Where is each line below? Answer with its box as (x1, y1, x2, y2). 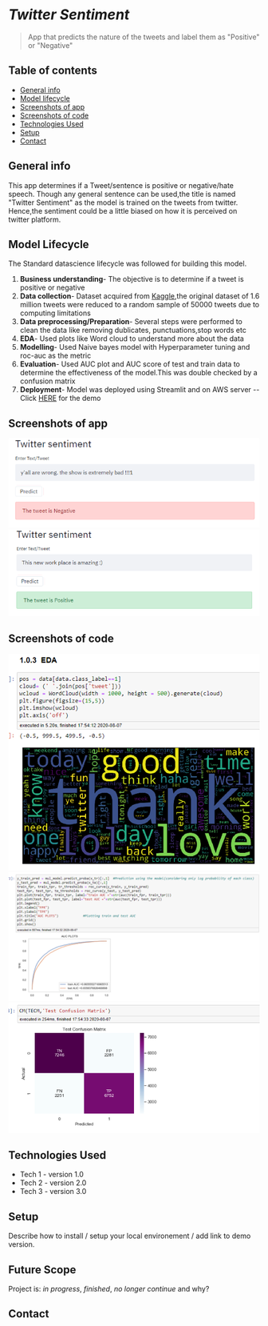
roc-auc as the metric (19, 351, 92, 361)
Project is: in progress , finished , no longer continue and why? (8, 1284, 210, 1294)
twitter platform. (8, 214, 61, 224)
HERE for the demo (38, 394, 101, 403)
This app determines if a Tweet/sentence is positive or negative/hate (8, 180, 234, 190)
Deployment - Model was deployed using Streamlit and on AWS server (19, 385, 251, 395)
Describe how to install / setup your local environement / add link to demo (8, 1231, 251, 1241)
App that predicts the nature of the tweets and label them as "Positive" (27, 32, 260, 42)
